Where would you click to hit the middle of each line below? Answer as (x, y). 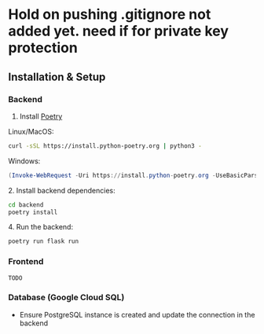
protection (43, 48)
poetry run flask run (44, 241)
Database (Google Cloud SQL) (66, 298)
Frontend (26, 262)
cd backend (26, 205)
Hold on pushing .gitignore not (110, 15)
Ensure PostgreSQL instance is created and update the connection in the (137, 314)
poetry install (33, 212)
